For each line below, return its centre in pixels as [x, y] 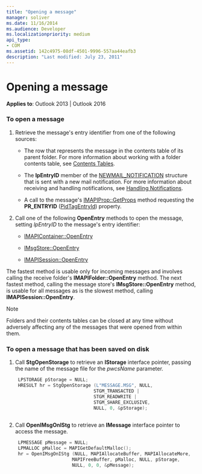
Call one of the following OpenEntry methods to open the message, [99, 218]
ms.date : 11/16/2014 [32, 23]
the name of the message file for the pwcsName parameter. [89, 369]
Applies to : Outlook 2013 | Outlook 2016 [56, 104]
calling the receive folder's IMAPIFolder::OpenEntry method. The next [94, 278]
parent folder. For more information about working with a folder [102, 157]
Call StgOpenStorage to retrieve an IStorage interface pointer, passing [103, 362]
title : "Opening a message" [42, 12]
